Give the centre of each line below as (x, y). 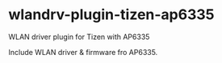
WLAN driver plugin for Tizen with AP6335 (79, 37)
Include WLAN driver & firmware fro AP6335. (83, 52)
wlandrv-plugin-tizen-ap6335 (112, 15)
